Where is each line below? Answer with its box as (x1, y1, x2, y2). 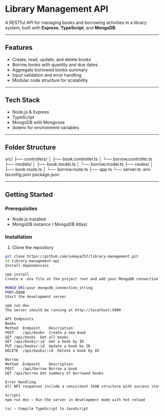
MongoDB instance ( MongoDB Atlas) (12, 221, 88, 228)
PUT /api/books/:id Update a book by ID (5, 344, 91, 349)
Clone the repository (12, 245, 54, 250)
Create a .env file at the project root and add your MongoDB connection (5, 276, 159, 281)
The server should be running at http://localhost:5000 (5, 308, 121, 313)
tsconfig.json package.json (5, 172, 60, 178)
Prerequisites (5, 205, 38, 212)
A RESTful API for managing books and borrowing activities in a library (5, 20, 147, 25)
